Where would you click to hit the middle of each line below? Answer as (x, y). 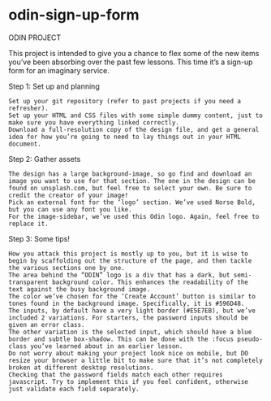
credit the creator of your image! (69, 195)
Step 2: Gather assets (45, 159)
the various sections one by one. (67, 268)
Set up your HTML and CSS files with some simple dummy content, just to (136, 116)
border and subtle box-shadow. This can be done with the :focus (121, 339)
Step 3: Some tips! (39, 238)
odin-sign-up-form (74, 15)
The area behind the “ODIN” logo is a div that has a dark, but (119, 275)
